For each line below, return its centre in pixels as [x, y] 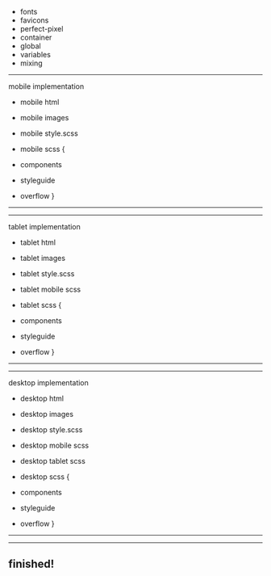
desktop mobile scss [54, 445]
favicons [34, 20]
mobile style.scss [49, 133]
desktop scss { [45, 477]
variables [35, 55]
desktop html [42, 398]
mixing [31, 63]
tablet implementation [44, 227]
